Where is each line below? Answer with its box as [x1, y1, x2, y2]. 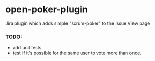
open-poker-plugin [5, 4, 88, 15]
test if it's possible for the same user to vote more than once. [12, 50, 142, 56]
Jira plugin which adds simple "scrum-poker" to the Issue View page [5, 20, 150, 26]
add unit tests [12, 45, 42, 51]
